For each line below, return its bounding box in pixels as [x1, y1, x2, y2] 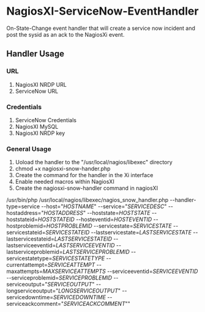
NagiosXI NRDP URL [15, 81, 67, 88]
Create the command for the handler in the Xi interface [15, 172, 154, 179]
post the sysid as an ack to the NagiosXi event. [6, 31, 125, 38]
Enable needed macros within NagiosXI [15, 178, 114, 186]
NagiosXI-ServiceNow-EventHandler [6, 4, 199, 18]
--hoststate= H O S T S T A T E [87, 209, 151, 217]
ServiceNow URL [15, 87, 59, 95]
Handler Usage [6, 49, 65, 59]
